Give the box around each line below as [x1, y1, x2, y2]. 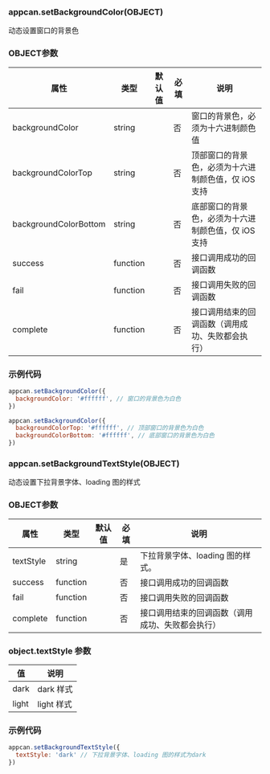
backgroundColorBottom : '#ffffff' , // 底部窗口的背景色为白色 [15, 432, 215, 440]
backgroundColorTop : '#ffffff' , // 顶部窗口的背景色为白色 [15, 424, 204, 432]
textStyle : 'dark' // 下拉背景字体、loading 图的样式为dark [15, 751, 207, 760]
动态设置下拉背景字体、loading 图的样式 [8, 477, 141, 487]
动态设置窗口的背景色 [8, 26, 79, 35]
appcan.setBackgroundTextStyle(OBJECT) [8, 457, 180, 469]
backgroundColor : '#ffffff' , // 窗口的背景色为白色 [15, 395, 182, 403]
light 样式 [37, 698, 72, 710]
